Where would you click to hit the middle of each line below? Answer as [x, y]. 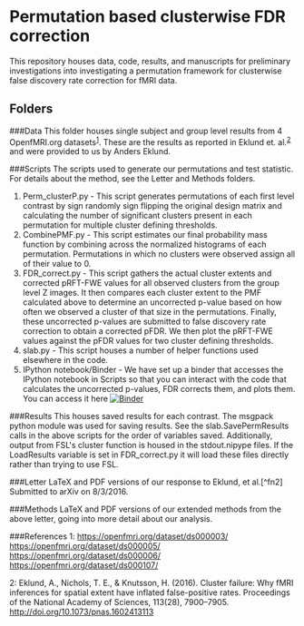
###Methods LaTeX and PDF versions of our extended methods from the [145, 509]
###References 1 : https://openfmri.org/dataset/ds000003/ [119, 536]
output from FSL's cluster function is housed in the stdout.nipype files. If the [151, 445]
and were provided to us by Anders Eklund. [90, 152]
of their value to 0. [57, 264]
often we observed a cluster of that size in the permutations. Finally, [149, 312]
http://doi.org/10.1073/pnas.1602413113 [82, 612]
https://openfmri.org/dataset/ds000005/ [85, 546]
